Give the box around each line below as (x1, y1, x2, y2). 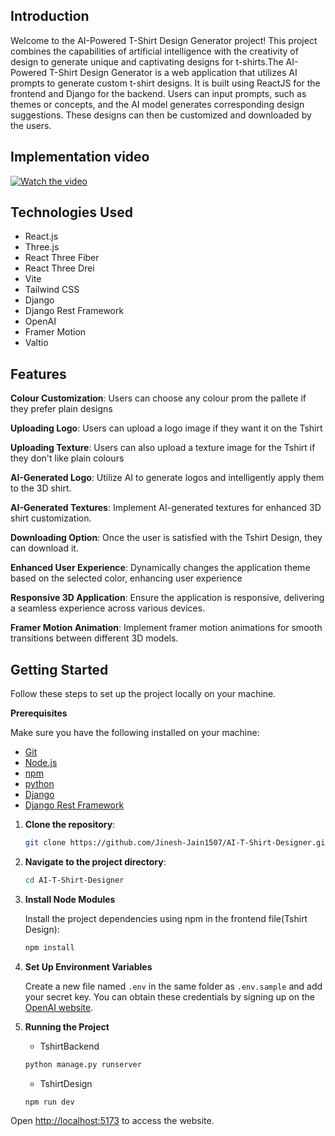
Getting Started (10, 661, 109, 678)
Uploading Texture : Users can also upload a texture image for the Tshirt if (10, 442, 316, 454)
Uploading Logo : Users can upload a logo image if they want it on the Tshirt (10, 422, 323, 434)
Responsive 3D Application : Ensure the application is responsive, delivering (10, 592, 325, 604)
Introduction (10, 8, 90, 25)
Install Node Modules (24, 893, 116, 905)
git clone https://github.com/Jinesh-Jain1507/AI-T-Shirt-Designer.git (24, 838, 330, 848)
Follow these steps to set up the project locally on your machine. (10, 688, 277, 700)
